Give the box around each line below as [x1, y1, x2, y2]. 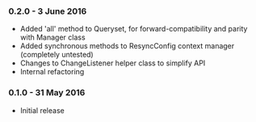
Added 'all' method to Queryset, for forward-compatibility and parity [19, 24, 248, 34]
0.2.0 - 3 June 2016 [8, 6, 87, 17]
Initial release [19, 105, 65, 115]
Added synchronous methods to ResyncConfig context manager [19, 41, 235, 51]
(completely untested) [19, 50, 94, 60]
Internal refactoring [19, 67, 85, 77]
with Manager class [19, 32, 86, 42]
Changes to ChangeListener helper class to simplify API [19, 58, 206, 68]
